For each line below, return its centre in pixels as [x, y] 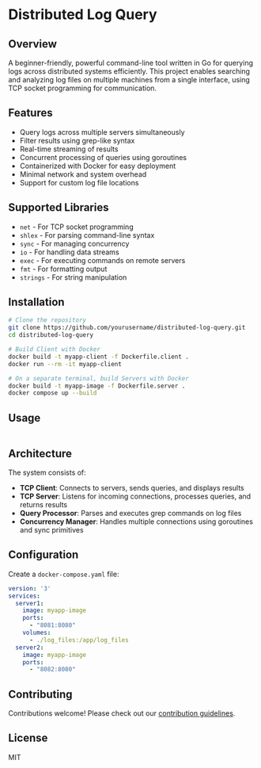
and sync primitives [52, 529]
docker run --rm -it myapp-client [65, 364]
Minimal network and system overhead [83, 174]
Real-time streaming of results [69, 149]
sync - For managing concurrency [74, 243]
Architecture [40, 453]
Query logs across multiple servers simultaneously [102, 132]
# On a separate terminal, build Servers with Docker [99, 378]
